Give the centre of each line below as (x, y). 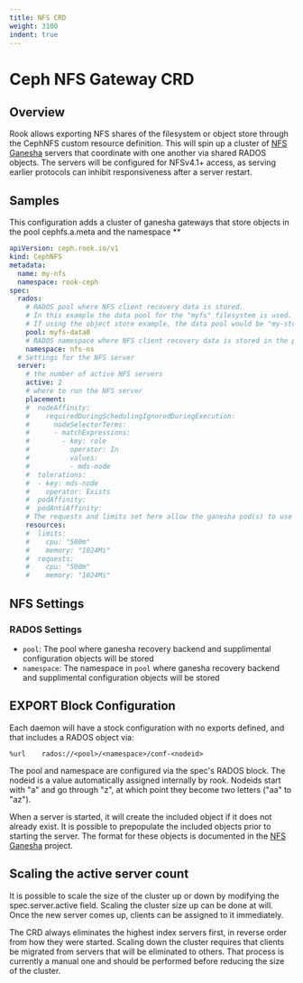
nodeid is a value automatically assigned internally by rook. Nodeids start (145, 780)
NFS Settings (47, 604)
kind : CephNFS (36, 257)
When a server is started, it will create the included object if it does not (141, 816)
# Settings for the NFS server (76, 357)
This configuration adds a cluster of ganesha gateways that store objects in (150, 223)
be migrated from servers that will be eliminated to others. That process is (147, 951)
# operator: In (72, 450)
